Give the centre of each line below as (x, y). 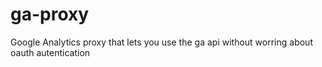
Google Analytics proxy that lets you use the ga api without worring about (161, 42)
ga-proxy (50, 14)
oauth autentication (50, 52)
